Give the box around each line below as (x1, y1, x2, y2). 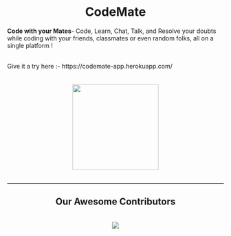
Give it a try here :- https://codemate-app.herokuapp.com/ (7, 62, 173, 70)
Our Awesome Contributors (55, 196, 176, 208)
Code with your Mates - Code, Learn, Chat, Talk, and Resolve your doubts (7, 27, 217, 35)
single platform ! (7, 41, 54, 49)
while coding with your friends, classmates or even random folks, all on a (7, 34, 214, 42)
